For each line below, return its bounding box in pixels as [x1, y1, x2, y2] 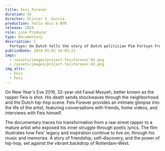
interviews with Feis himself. [5, 110, 62, 116]
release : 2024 [5, 25, 34, 30]
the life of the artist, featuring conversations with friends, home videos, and [5, 104, 158, 110]
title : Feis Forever [5, 7, 48, 12]
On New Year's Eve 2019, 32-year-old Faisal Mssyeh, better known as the [5, 89, 154, 95]
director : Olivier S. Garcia [5, 16, 65, 21]
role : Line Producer [5, 30, 48, 35]
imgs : [5, 52, 16, 58]
